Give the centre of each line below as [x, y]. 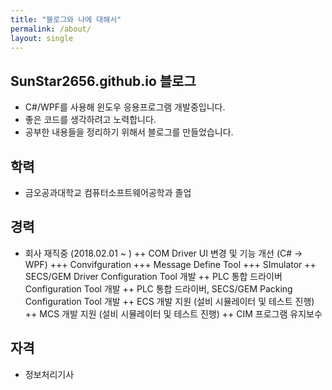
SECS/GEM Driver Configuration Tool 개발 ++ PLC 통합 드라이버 [153, 276]
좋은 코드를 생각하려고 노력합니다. [90, 120]
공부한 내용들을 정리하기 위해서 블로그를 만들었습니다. [129, 132]
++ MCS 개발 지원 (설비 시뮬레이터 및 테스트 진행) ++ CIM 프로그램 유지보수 [173, 313]
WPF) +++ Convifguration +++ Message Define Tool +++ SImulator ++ [170, 264]
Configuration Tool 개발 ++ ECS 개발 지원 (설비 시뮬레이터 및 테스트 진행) [169, 301]
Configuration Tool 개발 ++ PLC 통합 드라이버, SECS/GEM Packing [158, 288]
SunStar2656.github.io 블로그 [103, 81]
